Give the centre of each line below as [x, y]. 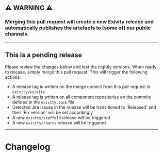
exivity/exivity [28, 92]
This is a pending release [44, 55]
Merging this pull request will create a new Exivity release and [80, 22]
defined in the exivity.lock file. [44, 102]
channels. [17, 34]
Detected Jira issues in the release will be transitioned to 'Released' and [84, 107]
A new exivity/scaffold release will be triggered [61, 117]
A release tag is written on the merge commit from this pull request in [81, 87]
